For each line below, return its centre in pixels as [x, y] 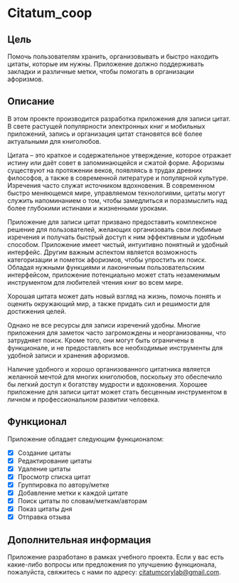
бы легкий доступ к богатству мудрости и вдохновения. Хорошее [107, 384]
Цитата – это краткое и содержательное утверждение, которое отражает [119, 155]
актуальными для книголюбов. [54, 141]
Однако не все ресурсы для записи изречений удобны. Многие [104, 325]
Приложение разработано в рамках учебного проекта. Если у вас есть [116, 557]
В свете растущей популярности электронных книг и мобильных [106, 126]
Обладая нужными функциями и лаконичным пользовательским [106, 267]
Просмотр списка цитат [54, 477]
